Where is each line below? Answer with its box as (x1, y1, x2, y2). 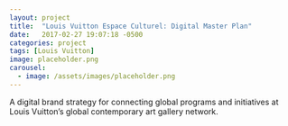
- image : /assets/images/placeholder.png (17, 72, 176, 81)
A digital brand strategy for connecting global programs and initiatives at (9, 96, 279, 107)
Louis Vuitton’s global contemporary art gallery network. (9, 105, 218, 117)
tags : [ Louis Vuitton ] (9, 47, 95, 56)
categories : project (9, 38, 88, 48)
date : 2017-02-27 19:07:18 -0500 (9, 30, 144, 39)
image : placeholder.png (9, 55, 99, 64)
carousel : (9, 64, 47, 73)
